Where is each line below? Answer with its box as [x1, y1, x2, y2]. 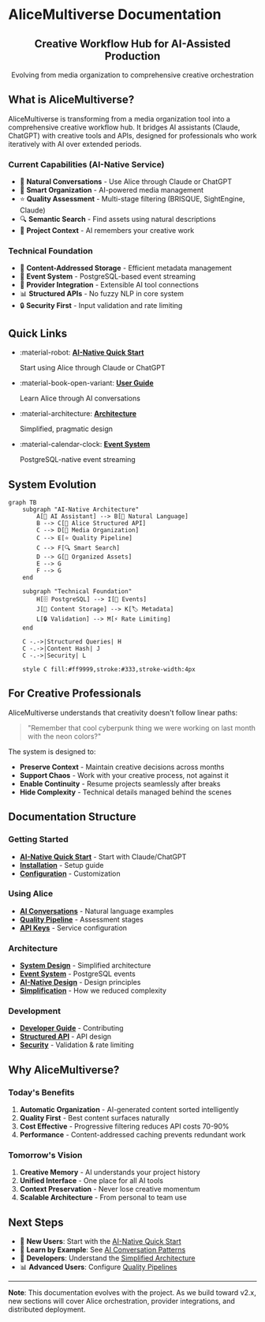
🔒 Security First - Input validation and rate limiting [19, 301, 183, 310]
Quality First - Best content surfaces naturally [19, 1114, 170, 1123]
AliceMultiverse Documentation [8, 6, 222, 24]
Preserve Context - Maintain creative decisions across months [19, 762, 225, 772]
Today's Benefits [8, 1087, 75, 1098]
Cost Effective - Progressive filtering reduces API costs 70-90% [19, 1121, 230, 1131]
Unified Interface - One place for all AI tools [19, 1176, 164, 1185]
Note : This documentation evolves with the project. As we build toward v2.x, [8, 1288, 256, 1298]
